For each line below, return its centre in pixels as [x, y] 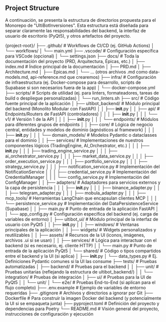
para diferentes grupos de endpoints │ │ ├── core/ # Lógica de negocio [79, 124]
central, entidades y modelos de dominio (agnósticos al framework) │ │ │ [80, 130]
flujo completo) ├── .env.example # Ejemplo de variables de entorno [76, 287]
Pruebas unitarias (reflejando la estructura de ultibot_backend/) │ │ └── [79, 271]
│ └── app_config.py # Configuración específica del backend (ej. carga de [82, 214]
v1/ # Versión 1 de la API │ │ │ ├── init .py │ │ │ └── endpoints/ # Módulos [82, 119]
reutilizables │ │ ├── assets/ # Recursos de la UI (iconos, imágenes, [75, 235]
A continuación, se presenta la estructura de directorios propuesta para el [81, 20]
